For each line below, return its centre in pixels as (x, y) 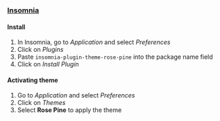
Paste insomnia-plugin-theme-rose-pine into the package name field (115, 57)
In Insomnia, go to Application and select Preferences (94, 42)
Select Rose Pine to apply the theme (69, 110)
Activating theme (33, 80)
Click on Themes (41, 103)
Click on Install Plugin (48, 64)
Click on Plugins (40, 50)
